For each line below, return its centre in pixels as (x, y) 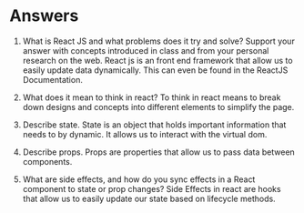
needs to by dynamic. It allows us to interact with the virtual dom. (145, 134)
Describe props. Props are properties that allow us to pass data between (159, 152)
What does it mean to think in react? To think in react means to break (152, 97)
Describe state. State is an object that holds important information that (154, 125)
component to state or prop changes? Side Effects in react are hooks (152, 188)
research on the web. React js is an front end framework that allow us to (157, 60)
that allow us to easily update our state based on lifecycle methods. (149, 198)
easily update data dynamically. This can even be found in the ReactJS (155, 70)
